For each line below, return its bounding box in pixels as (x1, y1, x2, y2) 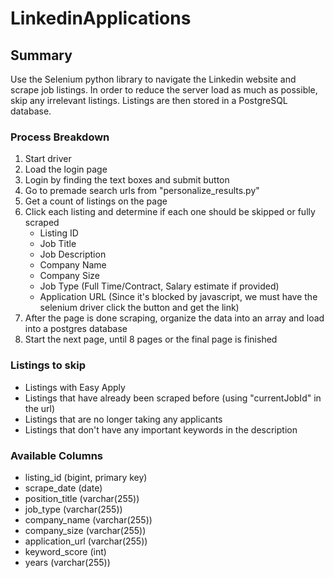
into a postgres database (24, 323, 128, 335)
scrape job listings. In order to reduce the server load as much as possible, (10, 84, 318, 96)
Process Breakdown (10, 130, 110, 144)
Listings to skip (10, 358, 86, 372)
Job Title (39, 238, 77, 250)
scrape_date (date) (24, 482, 103, 494)
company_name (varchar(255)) (24, 513, 153, 526)
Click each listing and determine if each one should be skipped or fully (24, 206, 316, 218)
